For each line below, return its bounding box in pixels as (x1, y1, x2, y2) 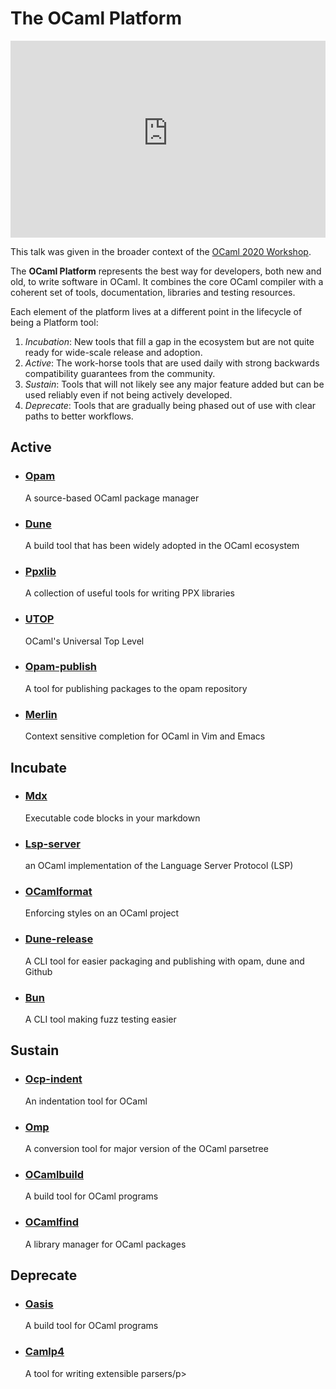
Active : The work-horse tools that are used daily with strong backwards (24, 357, 320, 369)
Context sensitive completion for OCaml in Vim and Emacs (24, 730, 266, 742)
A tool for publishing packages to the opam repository (24, 682, 248, 694)
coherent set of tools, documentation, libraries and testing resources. (10, 286, 296, 298)
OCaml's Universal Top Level (24, 635, 145, 647)
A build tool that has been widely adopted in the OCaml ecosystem (24, 539, 300, 551)
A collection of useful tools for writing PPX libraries (24, 587, 235, 599)
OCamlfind (24, 1215, 79, 1229)
